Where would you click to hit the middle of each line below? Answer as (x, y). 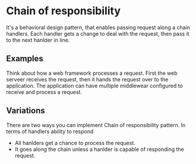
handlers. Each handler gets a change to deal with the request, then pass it (98, 33)
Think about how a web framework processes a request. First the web (92, 73)
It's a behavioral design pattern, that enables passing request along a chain (98, 27)
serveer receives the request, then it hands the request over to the (87, 79)
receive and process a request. (44, 92)
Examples (25, 59)
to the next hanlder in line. (38, 40)
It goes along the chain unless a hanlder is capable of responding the (99, 149)
